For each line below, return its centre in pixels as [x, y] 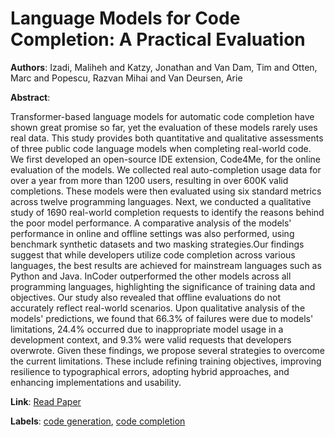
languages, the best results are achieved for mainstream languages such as [166, 265]
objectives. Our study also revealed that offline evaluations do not [146, 297]
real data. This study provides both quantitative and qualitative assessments [167, 138]
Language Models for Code [125, 18]
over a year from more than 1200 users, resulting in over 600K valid [149, 180]
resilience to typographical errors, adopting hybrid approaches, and [150, 371]
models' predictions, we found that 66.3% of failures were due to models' [162, 318]
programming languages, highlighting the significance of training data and [163, 286]
